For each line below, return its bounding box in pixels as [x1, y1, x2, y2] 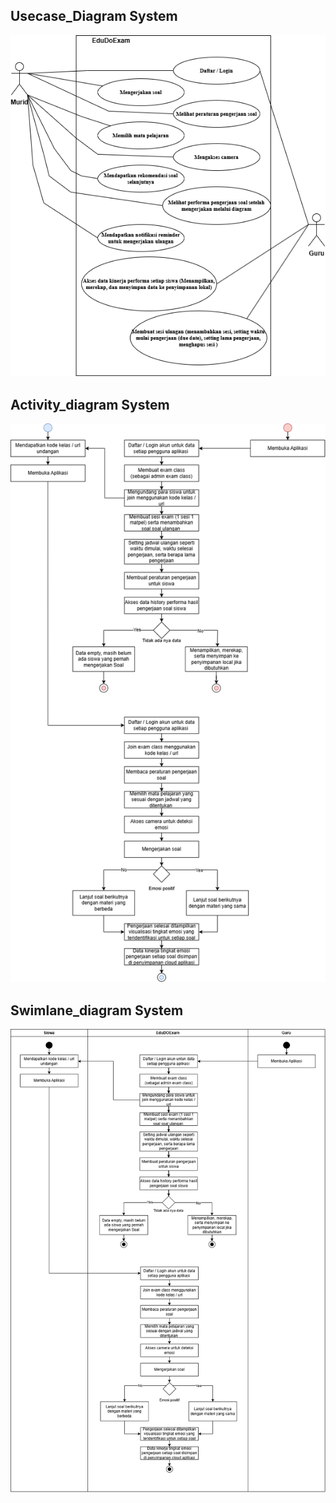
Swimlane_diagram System [10, 1002, 184, 1019]
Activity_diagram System [10, 396, 170, 413]
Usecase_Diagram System [10, 8, 178, 25]
